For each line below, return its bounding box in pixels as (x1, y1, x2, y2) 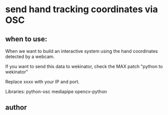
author (5, 103, 27, 112)
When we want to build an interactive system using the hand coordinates (5, 48, 158, 54)
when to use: (5, 35, 47, 43)
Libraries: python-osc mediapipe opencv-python (5, 89, 107, 95)
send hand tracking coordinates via (5, 4, 158, 15)
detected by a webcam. (5, 53, 55, 60)
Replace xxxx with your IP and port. (5, 79, 80, 84)
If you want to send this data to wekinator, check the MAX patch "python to (5, 64, 163, 69)
